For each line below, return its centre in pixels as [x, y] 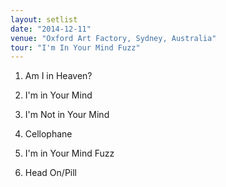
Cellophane [48, 134]
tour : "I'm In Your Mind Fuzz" [75, 47]
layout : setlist [44, 19]
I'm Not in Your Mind [67, 115]
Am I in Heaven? [58, 76]
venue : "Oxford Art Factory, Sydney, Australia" [113, 38]
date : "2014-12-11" [51, 29]
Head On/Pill [51, 173]
